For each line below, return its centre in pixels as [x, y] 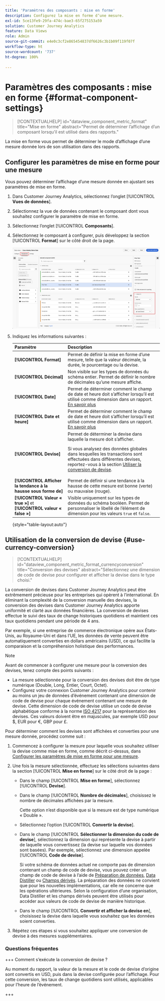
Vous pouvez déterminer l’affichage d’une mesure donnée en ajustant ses [80, 182]
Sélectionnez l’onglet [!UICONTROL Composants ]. [63, 226]
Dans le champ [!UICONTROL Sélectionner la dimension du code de [89, 834]
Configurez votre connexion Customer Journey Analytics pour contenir [84, 691]
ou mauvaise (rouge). [90, 491]
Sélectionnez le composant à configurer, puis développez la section [81, 235]
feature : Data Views [26, 31]
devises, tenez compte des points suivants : [50, 670]
